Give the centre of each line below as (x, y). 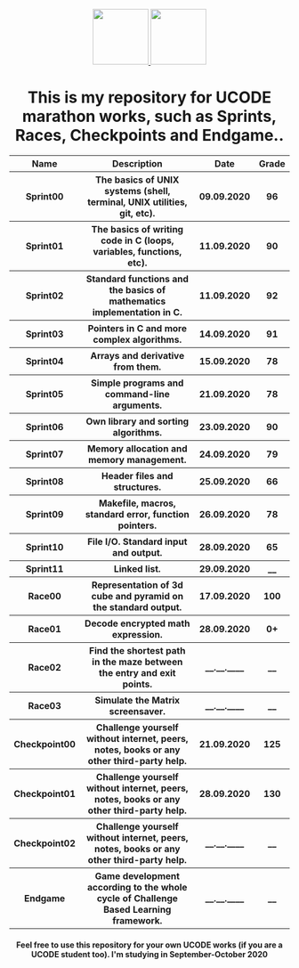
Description (137, 163)
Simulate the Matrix (137, 700)
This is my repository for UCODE (149, 98)
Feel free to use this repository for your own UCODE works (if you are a (149, 945)
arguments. (137, 405)
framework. (137, 920)
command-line (137, 394)
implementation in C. (137, 312)
